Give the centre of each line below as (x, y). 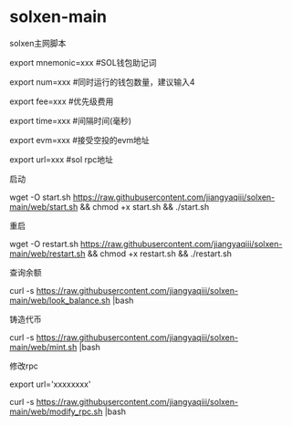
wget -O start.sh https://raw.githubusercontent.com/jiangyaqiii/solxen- (142, 197)
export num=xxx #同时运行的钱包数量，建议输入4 (102, 82)
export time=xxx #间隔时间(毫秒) (71, 120)
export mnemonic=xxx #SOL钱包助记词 (83, 62)
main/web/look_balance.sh (60, 300)
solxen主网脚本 (38, 43)
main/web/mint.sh (43, 347)
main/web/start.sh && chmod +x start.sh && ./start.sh (109, 206)
